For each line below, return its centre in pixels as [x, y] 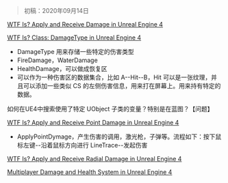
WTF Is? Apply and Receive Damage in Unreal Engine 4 [85, 24]
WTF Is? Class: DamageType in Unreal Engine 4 [74, 38]
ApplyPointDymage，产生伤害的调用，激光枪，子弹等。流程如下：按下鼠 [119, 137]
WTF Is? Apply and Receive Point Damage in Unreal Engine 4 [93, 123]
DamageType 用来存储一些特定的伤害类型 [76, 52]
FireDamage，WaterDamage [57, 60]
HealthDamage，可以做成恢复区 [62, 69]
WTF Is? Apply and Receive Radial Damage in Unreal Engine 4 [94, 159]
